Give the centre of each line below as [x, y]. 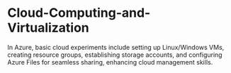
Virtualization [49, 28]
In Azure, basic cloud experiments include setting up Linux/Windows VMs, [116, 47]
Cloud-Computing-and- [79, 13]
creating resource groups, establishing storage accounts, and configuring [115, 55]
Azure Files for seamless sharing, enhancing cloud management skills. [110, 62]
